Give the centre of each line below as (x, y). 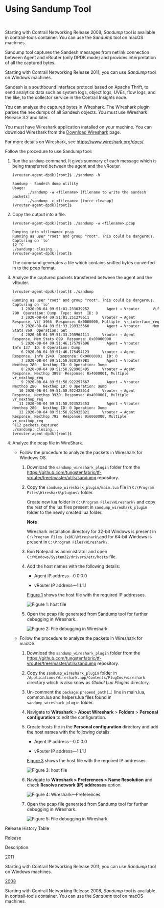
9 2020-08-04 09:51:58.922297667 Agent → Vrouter (81, 382)
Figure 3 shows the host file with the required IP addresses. (87, 760)
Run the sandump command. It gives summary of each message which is (84, 160)
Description (17, 847)
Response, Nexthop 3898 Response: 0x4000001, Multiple (70, 373)
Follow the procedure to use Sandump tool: (48, 151)
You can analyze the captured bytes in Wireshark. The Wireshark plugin (78, 107)
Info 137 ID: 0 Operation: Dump (46, 347)
